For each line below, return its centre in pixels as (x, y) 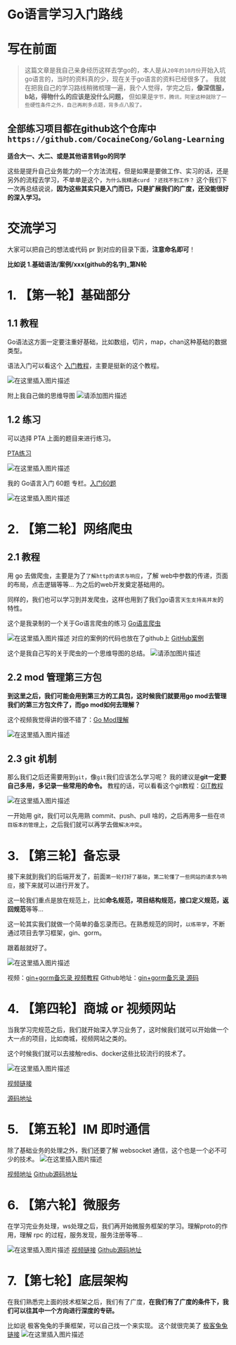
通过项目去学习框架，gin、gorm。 (56, 933)
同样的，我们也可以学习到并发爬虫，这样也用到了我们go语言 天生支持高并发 (112, 599)
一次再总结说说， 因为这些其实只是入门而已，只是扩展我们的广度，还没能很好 (118, 188)
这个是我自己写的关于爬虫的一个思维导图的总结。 (78, 653)
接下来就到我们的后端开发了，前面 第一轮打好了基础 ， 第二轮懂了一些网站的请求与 (114, 876)
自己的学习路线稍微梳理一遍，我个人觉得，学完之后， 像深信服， (136, 88)
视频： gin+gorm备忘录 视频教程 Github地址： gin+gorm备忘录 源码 (103, 978)
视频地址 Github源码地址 (42, 1174)
